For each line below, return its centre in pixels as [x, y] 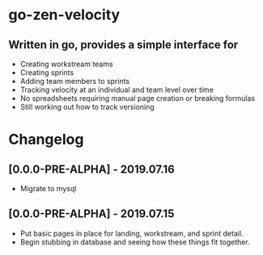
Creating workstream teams [66, 64]
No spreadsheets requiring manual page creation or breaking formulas [138, 98]
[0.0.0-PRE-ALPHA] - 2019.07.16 [92, 169]
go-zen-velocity [64, 15]
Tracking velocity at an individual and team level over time [117, 90]
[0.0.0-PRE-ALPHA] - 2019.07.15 [91, 214]
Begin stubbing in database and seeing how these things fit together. [135, 242]
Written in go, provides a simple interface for [123, 45]
